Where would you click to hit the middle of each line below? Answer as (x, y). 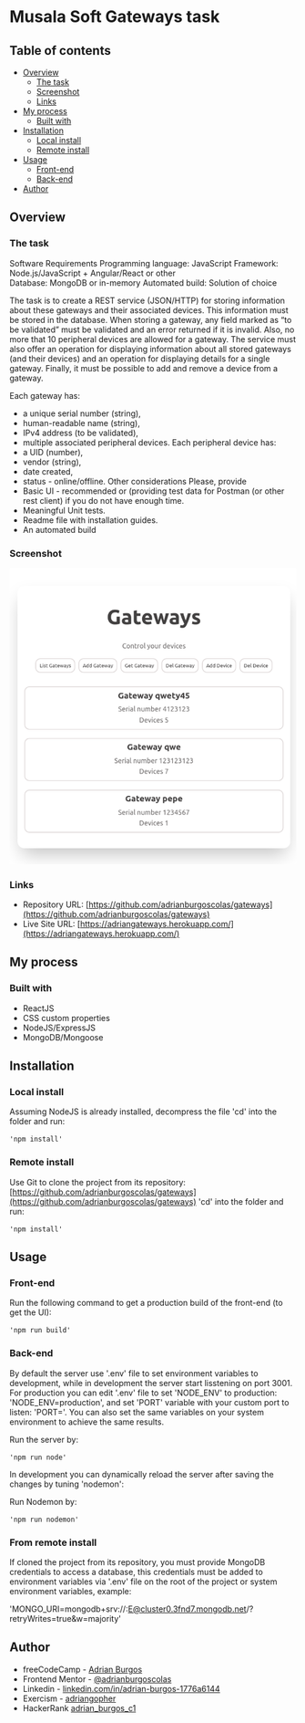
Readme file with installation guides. (90, 520)
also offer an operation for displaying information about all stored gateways (150, 349)
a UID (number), (53, 452)
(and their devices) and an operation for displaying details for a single (140, 359)
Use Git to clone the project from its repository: (98, 1182)
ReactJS (38, 1008)
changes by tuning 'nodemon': (67, 1484)
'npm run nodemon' (44, 1519)
